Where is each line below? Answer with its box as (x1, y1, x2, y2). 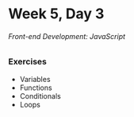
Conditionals (19, 91, 61, 100)
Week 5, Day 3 (8, 5, 105, 23)
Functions (19, 83, 53, 92)
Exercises (8, 57, 48, 68)
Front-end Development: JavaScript (8, 31, 125, 41)
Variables (19, 74, 51, 84)
